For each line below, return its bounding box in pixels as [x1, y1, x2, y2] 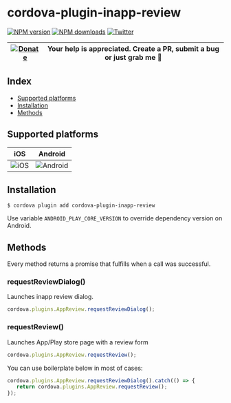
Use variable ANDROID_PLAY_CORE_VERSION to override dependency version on [7, 214, 223, 223]
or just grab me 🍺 [104, 52, 163, 62]
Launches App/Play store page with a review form [7, 338, 149, 346]
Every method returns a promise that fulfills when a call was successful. [7, 260, 211, 268]
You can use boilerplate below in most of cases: [7, 364, 143, 372]
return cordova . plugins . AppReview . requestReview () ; [16, 384, 168, 391]
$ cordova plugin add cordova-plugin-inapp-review [7, 202, 155, 209]
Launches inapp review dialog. [7, 293, 94, 301]
